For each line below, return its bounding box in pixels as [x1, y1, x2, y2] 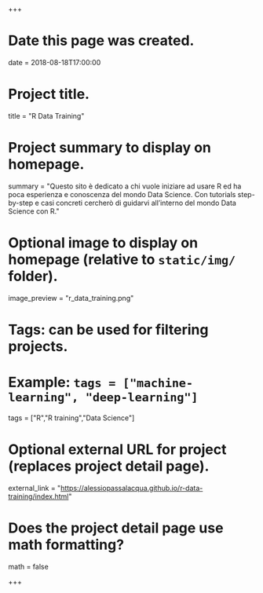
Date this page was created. [8, 32, 195, 49]
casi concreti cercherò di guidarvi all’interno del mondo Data [40, 198, 237, 207]
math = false [8, 562, 49, 571]
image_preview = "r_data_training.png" [8, 293, 134, 302]
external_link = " [8, 483, 61, 492]
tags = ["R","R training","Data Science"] [8, 413, 135, 423]
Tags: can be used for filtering [8, 320, 209, 339]
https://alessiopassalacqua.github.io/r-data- [60, 483, 203, 492]
